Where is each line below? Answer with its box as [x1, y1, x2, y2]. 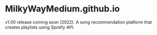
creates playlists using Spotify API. [5, 24, 74, 30]
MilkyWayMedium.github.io [5, 3, 120, 14]
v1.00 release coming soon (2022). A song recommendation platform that [5, 19, 152, 25]
